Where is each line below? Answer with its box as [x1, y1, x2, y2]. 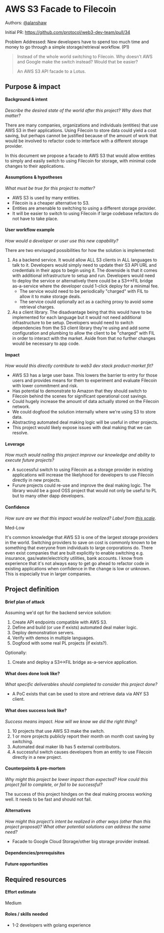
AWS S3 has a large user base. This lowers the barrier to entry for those [12, 373, 158, 378]
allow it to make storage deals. [19, 293, 81, 299]
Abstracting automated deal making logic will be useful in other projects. [12, 419, 159, 425]
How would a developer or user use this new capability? [5, 238, 118, 244]
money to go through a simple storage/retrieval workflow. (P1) [5, 44, 130, 50]
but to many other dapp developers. [12, 493, 85, 499]
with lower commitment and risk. [12, 383, 78, 389]
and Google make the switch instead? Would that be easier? [17, 59, 138, 64]
